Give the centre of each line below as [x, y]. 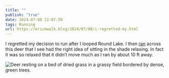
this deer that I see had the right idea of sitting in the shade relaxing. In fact [84, 49]
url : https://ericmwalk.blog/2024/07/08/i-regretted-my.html [72, 29]
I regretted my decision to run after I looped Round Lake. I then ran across [83, 44]
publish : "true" [23, 15]
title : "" [16, 10]
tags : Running [20, 24]
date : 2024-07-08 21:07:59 [34, 19]
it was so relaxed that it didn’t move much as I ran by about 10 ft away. [79, 55]
